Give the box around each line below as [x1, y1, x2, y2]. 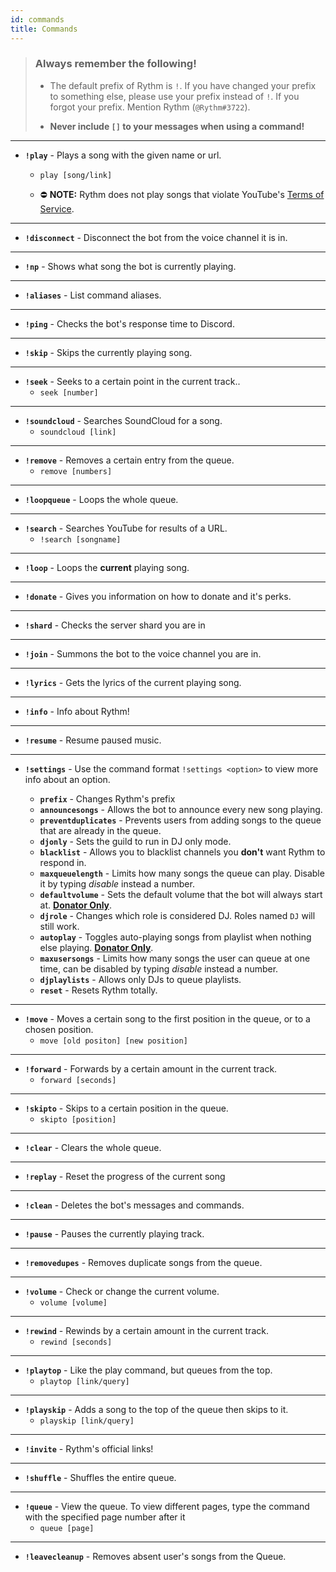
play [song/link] [39, 170, 113, 180]
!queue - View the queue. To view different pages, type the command [24, 1500, 310, 1512]
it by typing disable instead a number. [39, 877, 195, 890]
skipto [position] [39, 1114, 117, 1125]
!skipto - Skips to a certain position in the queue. [24, 1102, 229, 1114]
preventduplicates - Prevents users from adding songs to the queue [39, 814, 322, 826]
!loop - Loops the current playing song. [24, 561, 190, 573]
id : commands [10, 14, 65, 25]
